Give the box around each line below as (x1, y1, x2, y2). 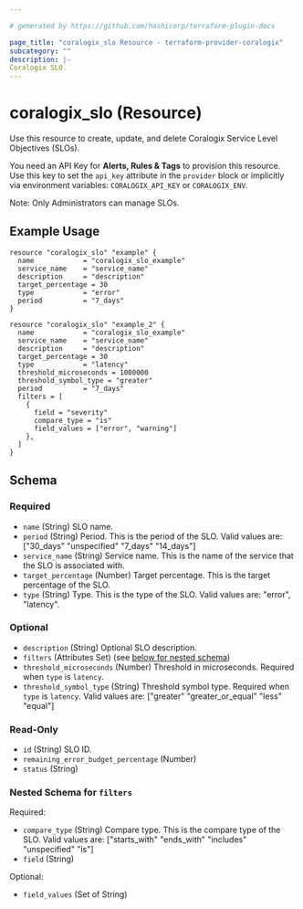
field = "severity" (33, 407, 108, 417)
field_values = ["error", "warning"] (33, 424, 178, 433)
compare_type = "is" (33, 416, 112, 425)
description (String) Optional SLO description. (22, 641, 198, 653)
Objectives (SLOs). (9, 143, 80, 153)
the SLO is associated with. (22, 559, 125, 571)
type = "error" (17, 288, 120, 297)
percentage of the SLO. (22, 579, 111, 590)
